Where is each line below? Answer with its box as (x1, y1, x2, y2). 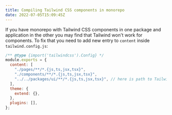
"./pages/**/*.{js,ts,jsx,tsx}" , (14, 67, 86, 72)
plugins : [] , (10, 101, 38, 106)
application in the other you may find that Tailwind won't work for (5, 32, 143, 38)
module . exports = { (5, 57, 47, 63)
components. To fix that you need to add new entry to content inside (5, 37, 150, 44)
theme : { (10, 86, 29, 91)
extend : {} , (14, 91, 40, 96)
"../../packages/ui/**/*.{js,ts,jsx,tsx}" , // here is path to (14, 76, 153, 82)
